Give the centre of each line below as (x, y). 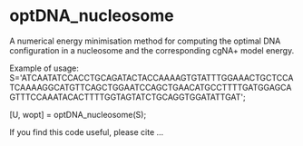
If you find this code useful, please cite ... (87, 131)
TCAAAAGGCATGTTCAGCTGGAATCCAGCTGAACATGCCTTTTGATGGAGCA (151, 87)
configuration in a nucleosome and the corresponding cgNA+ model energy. (152, 50)
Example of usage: (44, 68)
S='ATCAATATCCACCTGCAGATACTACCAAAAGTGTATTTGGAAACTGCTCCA (151, 77)
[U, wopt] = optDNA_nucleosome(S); (78, 114)
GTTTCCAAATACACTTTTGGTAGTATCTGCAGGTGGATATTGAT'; (128, 97)
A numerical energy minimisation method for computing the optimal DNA (145, 41)
